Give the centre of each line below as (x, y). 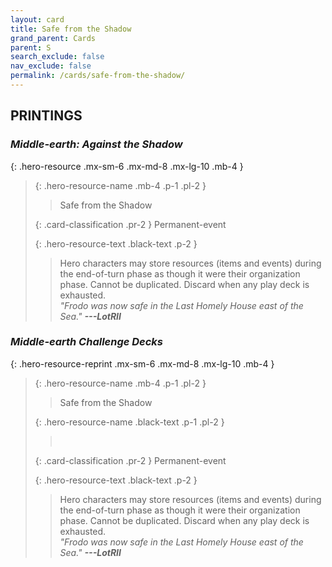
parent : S (31, 47)
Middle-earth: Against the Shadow (96, 144)
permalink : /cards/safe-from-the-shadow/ (98, 76)
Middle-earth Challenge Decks (87, 342)
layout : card (37, 19)
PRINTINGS (46, 116)
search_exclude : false (57, 57)
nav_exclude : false (51, 66)
